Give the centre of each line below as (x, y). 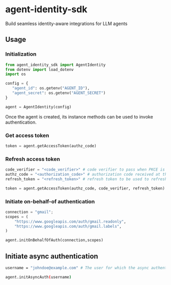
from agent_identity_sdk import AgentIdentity (55, 65)
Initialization (21, 54)
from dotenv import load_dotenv (39, 69)
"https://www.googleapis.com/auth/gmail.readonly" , (70, 221)
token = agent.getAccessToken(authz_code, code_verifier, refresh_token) (85, 188)
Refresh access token (33, 159)
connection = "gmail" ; (29, 212)
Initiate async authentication (52, 256)
